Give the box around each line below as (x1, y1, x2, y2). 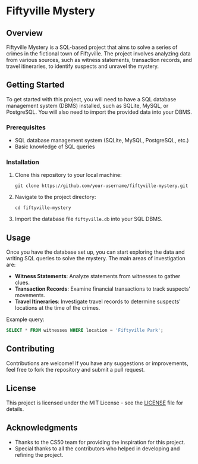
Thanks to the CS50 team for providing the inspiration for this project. (14, 438, 186, 446)
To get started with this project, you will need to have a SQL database (6, 95, 177, 102)
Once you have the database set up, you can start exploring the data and (6, 248, 186, 256)
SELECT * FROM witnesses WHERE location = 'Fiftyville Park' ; (6, 328, 164, 334)
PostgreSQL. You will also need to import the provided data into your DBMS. (6, 108, 192, 116)
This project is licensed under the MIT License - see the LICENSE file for (6, 399, 183, 406)
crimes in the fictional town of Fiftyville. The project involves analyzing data (6, 50, 191, 57)
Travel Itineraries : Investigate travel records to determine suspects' (14, 298, 181, 305)
